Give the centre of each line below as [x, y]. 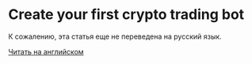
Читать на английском [46, 51]
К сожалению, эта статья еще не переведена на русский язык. [115, 36]
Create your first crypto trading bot [126, 15]
